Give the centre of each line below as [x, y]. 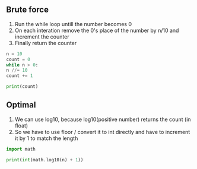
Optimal [21, 105]
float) [21, 125]
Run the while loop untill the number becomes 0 [73, 24]
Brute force [28, 10]
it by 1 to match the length [46, 138]
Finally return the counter [46, 43]
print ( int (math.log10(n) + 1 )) [45, 160]
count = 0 [18, 59]
